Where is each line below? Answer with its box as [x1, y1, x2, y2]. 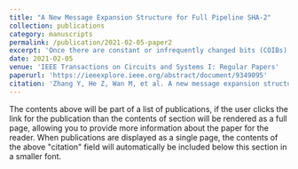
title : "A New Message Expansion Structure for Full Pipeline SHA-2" [9, 12, 272, 22]
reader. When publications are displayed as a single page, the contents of [9, 132, 278, 142]
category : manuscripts [9, 29, 93, 38]
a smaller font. [9, 150, 62, 161]
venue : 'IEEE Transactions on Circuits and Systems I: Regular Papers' [9, 63, 279, 72]
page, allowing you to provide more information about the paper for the [9, 122, 269, 133]
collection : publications [9, 21, 105, 30]
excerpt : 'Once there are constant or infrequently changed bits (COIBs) [9, 46, 288, 55]
